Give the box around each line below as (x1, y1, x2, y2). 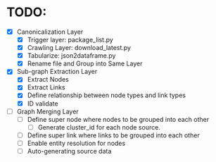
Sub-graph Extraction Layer (16, 68, 98, 76)
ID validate (27, 99, 58, 108)
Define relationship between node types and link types (27, 91, 186, 99)
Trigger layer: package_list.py (27, 36, 113, 44)
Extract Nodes (27, 75, 70, 84)
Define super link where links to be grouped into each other (27, 131, 200, 139)
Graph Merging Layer (16, 107, 79, 116)
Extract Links (27, 83, 65, 92)
